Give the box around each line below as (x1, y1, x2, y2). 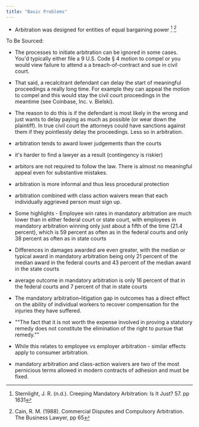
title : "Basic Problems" (6, 8, 68, 15)
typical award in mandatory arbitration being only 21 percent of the (14, 253, 178, 260)
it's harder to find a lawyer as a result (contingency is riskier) (14, 152, 163, 159)
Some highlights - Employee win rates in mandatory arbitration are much (14, 210, 192, 217)
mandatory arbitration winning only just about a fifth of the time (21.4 (14, 223, 183, 230)
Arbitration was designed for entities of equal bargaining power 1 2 (14, 25, 176, 33)
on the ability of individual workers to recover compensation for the (14, 301, 179, 308)
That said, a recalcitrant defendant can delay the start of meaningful (14, 79, 182, 86)
